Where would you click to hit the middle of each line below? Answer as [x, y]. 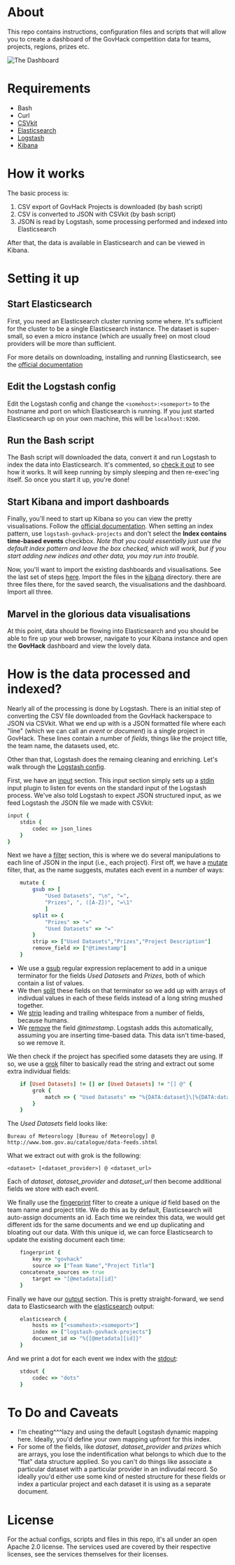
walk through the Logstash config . [57, 767]
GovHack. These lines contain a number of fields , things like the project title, [117, 738]
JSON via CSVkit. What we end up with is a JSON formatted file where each [116, 723]
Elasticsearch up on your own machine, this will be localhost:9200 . [104, 418]
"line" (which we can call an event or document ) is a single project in [106, 731]
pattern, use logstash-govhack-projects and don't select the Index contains [117, 533]
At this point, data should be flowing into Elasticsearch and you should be [113, 631]
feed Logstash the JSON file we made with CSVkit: [80, 803]
